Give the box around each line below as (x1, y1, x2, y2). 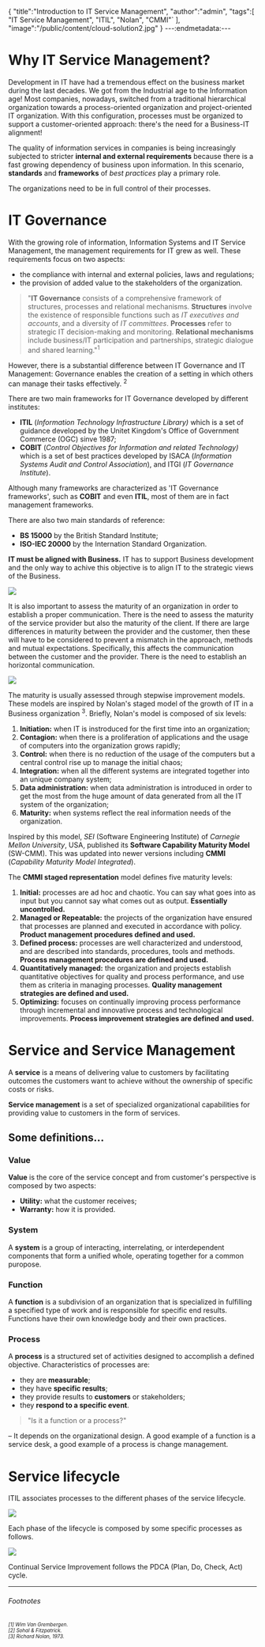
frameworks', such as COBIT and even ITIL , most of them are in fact (8, 492, 230, 502)
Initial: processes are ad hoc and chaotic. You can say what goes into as (19, 888, 256, 897)
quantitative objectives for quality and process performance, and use (19, 971, 244, 981)
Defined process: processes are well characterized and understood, (19, 937, 243, 948)
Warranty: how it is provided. (19, 1205, 116, 1214)
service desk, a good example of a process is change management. (8, 1440, 229, 1449)
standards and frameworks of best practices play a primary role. (8, 168, 221, 177)
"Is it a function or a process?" (27, 1416, 127, 1426)
